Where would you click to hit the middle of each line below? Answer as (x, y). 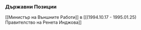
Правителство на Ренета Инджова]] (44, 22)
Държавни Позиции (31, 7)
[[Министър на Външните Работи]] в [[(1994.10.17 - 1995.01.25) (71, 17)
